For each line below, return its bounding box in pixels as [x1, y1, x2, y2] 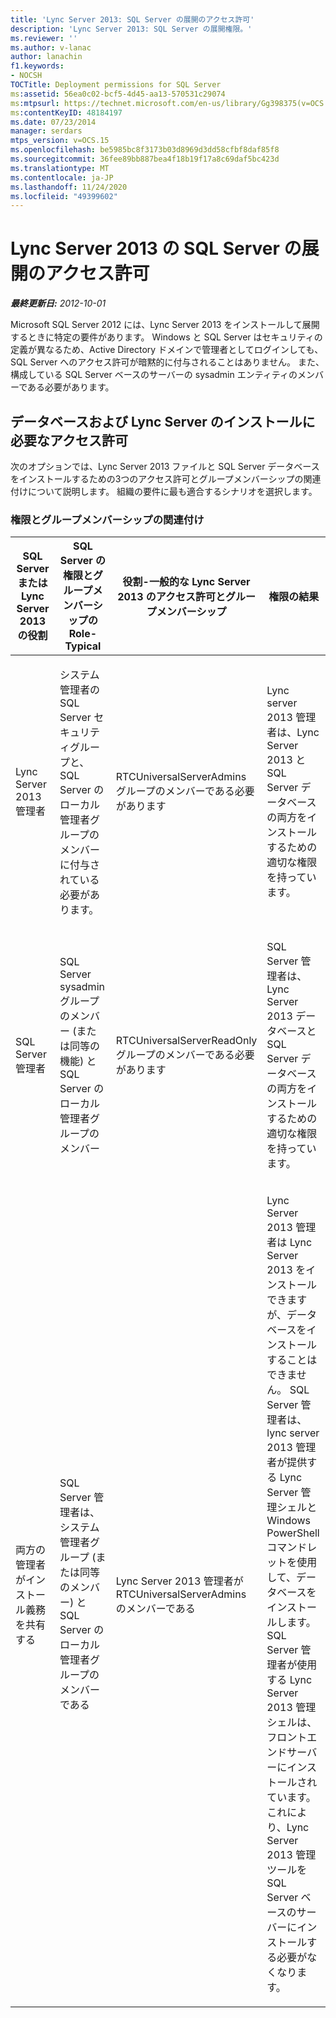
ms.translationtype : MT [10, 163, 110, 173]
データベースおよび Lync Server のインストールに [10, 413, 316, 430]
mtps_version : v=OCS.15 [10, 136, 110, 146]
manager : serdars [10, 126, 83, 136]
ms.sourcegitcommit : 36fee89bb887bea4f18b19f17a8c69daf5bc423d [10, 154, 280, 164]
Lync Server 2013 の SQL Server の [10, 237, 302, 260]
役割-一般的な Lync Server [122, 575, 251, 589]
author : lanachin [10, 52, 83, 62]
